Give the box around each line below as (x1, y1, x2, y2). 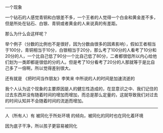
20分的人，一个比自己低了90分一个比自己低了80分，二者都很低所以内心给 (5, 53, 153, 59)
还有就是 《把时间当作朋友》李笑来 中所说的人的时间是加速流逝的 (5, 75, 135, 81)
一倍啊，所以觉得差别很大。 (17, 65, 73, 71)
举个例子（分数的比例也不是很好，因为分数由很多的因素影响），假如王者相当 (5, 41, 156, 47)
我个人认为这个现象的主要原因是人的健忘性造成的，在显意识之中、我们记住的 (5, 86, 158, 91)
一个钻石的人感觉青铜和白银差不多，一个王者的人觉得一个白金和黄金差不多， (5, 15, 158, 20)
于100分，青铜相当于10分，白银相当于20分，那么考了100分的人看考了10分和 (5, 47, 157, 53)
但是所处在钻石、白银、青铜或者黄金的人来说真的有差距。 (5, 21, 120, 26)
